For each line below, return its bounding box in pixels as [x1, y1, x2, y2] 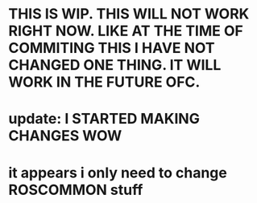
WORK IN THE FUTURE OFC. [8, 73, 201, 91]
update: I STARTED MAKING [8, 110, 200, 128]
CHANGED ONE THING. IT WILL [8, 56, 222, 75]
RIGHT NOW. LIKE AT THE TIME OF [8, 22, 243, 40]
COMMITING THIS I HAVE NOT [8, 39, 215, 57]
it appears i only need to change [8, 164, 227, 181]
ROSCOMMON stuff [8, 181, 143, 199]
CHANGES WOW [8, 127, 122, 145]
